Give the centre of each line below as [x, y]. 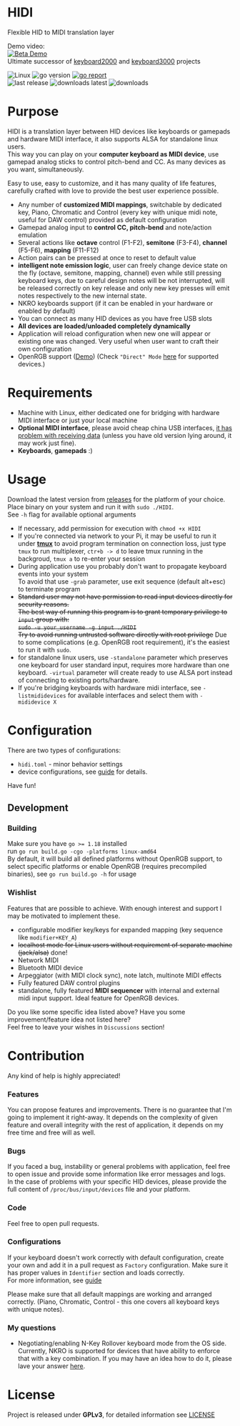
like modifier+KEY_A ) [47, 937]
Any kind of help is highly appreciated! [64, 1075]
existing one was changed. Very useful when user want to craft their [118, 341]
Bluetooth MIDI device [50, 967]
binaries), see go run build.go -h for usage [72, 874]
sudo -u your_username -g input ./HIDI [77, 627]
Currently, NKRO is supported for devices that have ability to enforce [119, 1351]
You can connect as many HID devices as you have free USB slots [115, 318]
